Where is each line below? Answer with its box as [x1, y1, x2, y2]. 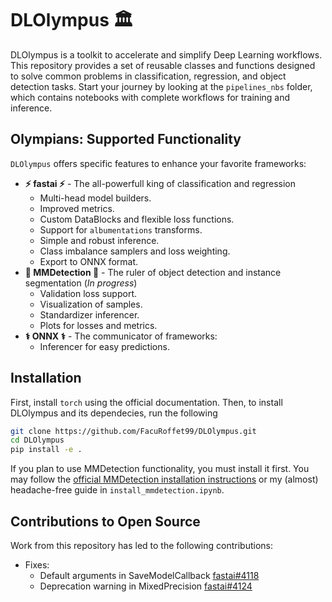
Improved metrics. [39, 202, 115, 214]
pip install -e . [10, 445, 83, 455]
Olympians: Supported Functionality [10, 131, 242, 148]
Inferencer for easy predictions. [39, 340, 170, 352]
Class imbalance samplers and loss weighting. [39, 245, 231, 257]
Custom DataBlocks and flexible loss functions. [39, 213, 235, 225]
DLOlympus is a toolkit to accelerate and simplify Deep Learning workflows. [10, 48, 323, 61]
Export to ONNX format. [39, 255, 139, 267]
